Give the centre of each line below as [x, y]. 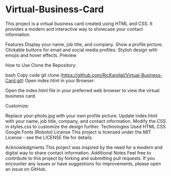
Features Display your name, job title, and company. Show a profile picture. [84, 44]
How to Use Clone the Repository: [41, 65]
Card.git [14, 80]
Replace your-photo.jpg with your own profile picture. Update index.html [81, 116]
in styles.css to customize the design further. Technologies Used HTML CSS [86, 126]
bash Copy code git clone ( [34, 75]
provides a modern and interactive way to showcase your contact [74, 29]
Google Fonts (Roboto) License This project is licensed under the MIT [78, 132]
